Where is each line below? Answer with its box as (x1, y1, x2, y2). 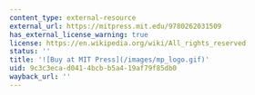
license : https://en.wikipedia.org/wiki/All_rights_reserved (9, 38, 247, 48)
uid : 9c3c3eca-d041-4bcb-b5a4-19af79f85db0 (9, 64, 178, 73)
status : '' (9, 47, 51, 56)
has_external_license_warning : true (9, 30, 148, 39)
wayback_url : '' (9, 72, 71, 81)
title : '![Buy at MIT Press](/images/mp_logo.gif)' (9, 55, 209, 64)
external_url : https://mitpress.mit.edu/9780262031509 (9, 22, 222, 31)
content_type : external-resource (9, 13, 137, 23)
